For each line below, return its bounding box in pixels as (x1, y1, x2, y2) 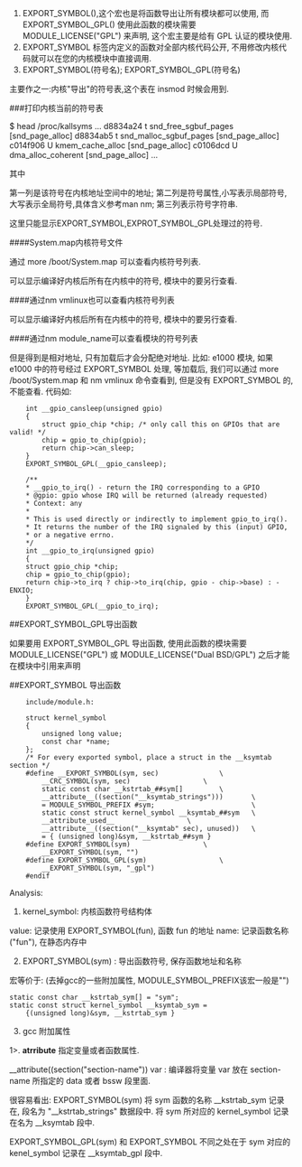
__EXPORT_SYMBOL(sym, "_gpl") (41, 864, 155, 873)
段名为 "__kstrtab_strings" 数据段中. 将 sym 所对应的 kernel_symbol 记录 (21, 1106, 289, 1116)
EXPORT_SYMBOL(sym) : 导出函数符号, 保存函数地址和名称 (22, 956, 242, 966)
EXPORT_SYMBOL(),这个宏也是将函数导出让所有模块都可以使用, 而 (22, 8, 270, 18)
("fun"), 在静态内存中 (9, 937, 87, 947)
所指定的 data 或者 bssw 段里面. (32, 1076, 151, 1086)
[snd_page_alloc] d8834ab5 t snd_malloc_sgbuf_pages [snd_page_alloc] (9, 130, 279, 141)
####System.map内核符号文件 (9, 238, 124, 247)
